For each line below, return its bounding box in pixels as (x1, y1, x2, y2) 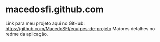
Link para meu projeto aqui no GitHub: (5, 20, 85, 26)
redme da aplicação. (5, 31, 48, 37)
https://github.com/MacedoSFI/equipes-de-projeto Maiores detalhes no (5, 25, 155, 31)
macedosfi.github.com (5, 4, 104, 15)
